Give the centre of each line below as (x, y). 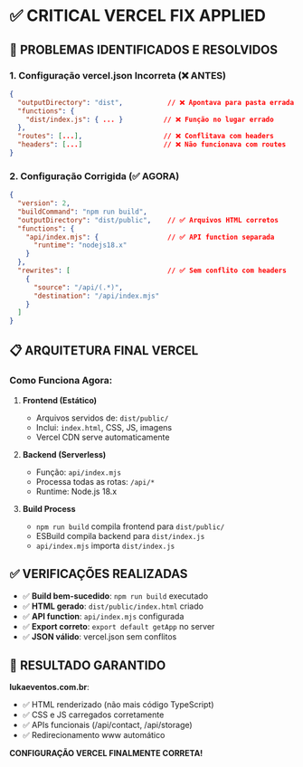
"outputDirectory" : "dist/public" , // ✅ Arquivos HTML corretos (148, 220)
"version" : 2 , (44, 204)
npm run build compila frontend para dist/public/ (130, 526)
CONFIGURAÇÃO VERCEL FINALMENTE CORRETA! (106, 753)
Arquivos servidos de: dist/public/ (102, 418)
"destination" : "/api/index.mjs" (96, 296)
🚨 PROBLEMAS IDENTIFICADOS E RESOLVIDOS (144, 49)
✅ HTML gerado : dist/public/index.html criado (113, 606)
